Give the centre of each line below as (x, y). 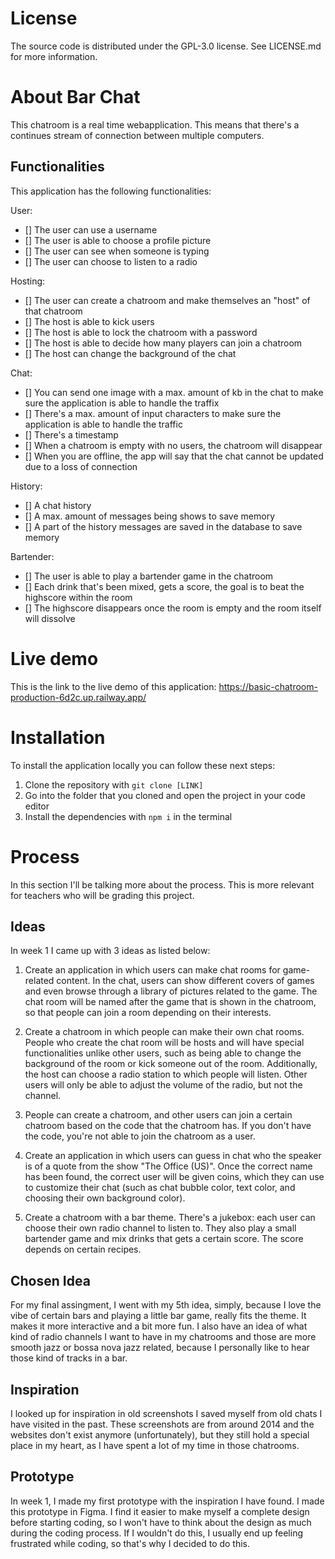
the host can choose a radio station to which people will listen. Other (166, 1074)
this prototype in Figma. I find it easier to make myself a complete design (160, 1511)
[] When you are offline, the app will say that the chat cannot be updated (174, 456)
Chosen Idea (50, 1280)
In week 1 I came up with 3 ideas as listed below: (110, 951)
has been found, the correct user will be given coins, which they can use (174, 1177)
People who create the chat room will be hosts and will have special (164, 1043)
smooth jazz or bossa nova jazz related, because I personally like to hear (160, 1348)
